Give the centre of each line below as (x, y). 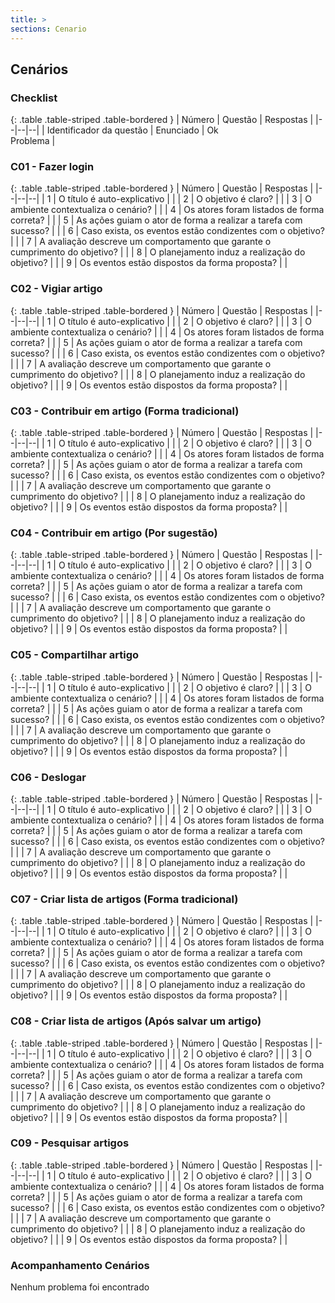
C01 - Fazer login (52, 167)
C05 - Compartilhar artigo (75, 655)
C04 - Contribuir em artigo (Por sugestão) (114, 533)
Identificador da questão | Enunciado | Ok (132, 130)
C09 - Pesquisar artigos (70, 1143)
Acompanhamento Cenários (80, 1265)
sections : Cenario (48, 29)
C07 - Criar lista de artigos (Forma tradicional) (124, 899)
